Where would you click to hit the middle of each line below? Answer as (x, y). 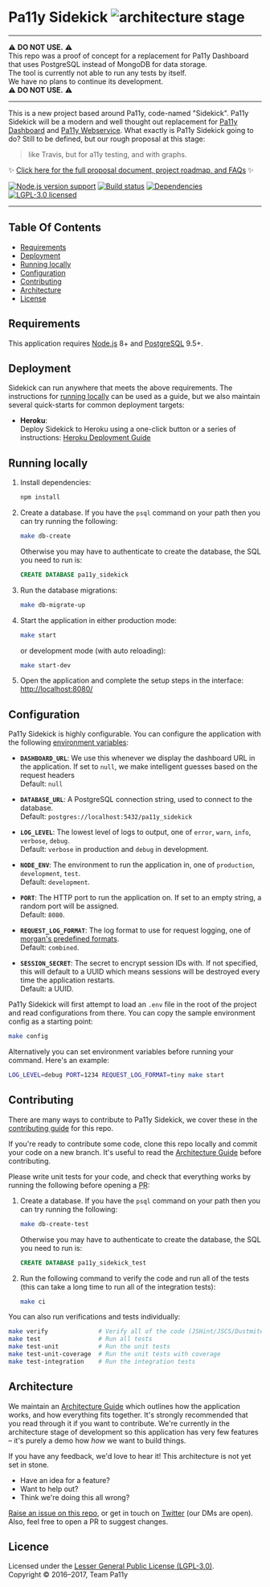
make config (28, 1037)
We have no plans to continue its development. (86, 81)
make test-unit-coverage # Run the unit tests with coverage (115, 1354)
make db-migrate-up (53, 604)
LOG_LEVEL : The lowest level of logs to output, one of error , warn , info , (135, 832)
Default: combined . (49, 948)
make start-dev (45, 665)
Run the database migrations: (69, 590)
